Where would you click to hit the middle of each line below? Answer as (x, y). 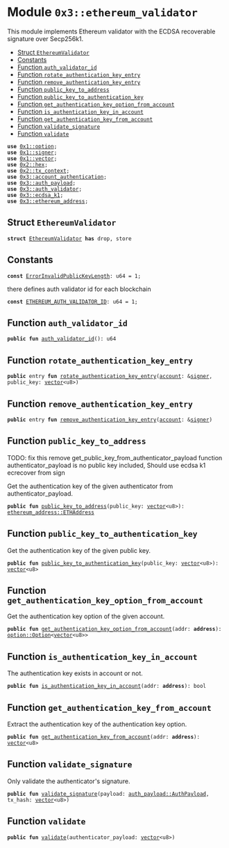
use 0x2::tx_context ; (39, 171)
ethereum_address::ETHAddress (51, 512)
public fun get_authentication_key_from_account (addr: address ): (103, 737)
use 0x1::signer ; (32, 152)
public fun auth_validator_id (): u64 (62, 339)
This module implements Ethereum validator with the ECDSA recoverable (111, 31)
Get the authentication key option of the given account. (86, 616)
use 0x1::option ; (32, 146)
